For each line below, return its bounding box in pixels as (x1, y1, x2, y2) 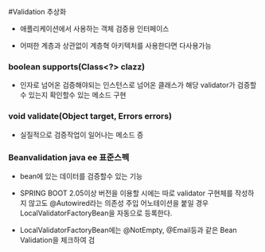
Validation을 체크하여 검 (19, 234, 95, 245)
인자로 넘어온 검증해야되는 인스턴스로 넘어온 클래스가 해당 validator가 (19, 81, 236, 90)
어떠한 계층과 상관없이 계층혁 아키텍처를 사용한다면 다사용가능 (19, 41, 212, 50)
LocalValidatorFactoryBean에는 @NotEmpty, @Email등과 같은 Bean (19, 225, 237, 234)
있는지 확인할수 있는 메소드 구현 (28, 90, 127, 100)
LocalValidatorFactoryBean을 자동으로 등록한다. (19, 208, 173, 218)
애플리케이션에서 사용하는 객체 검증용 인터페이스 (19, 24, 170, 33)
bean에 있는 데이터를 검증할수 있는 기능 (19, 171, 143, 181)
